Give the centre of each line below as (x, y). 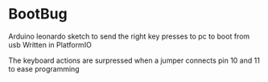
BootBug (38, 14)
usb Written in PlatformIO (50, 44)
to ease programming (44, 68)
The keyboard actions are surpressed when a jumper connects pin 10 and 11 (134, 60)
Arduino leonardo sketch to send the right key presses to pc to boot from (129, 36)
